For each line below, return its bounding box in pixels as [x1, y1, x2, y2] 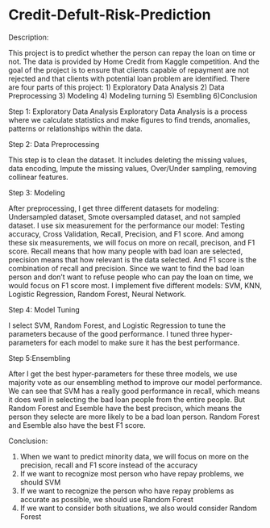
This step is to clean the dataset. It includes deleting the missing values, [8, 155, 247, 165]
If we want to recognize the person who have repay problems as [19, 486, 235, 496]
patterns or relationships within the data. [8, 124, 143, 133]
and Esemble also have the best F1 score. [8, 420, 147, 430]
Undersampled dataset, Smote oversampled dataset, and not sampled [8, 212, 241, 221]
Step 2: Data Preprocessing [8, 139, 100, 149]
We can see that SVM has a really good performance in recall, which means [8, 386, 260, 396]
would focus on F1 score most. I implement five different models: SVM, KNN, [8, 280, 262, 290]
